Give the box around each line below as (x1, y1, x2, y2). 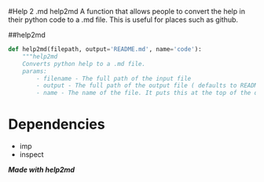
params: (22, 67, 47, 75)
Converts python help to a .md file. (22, 60, 146, 67)
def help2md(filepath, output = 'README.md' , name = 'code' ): (8, 45, 202, 53)
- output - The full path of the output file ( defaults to (36, 82, 237, 89)
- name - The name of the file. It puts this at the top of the (36, 89, 251, 97)
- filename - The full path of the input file (36, 75, 192, 82)
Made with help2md (8, 165, 75, 175)
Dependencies (8, 115, 105, 133)
